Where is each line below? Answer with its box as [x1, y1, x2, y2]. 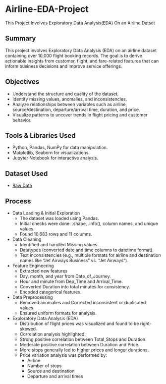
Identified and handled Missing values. [19, 242, 99, 247]
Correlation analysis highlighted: [19, 331, 86, 337]
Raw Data [12, 182, 32, 189]
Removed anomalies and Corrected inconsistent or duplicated [19, 300, 146, 305]
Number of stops [27, 363, 62, 369]
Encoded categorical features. [19, 289, 82, 295]
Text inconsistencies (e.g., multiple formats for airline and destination [19, 252, 161, 258]
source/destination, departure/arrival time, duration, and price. [12, 107, 140, 112]
